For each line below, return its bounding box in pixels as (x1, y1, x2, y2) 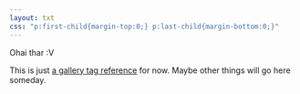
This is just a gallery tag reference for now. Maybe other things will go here (9, 65, 291, 76)
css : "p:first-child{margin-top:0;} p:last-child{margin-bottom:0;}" (9, 22, 280, 31)
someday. (9, 74, 47, 85)
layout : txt (9, 13, 55, 23)
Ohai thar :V (9, 47, 55, 57)
